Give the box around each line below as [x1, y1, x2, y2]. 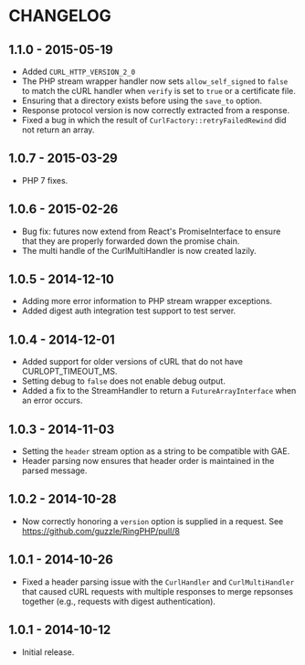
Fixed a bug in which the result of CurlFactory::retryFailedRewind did [21, 115, 287, 125]
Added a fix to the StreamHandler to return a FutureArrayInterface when [21, 385, 297, 396]
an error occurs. [21, 395, 83, 406]
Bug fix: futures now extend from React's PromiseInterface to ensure [21, 226, 281, 237]
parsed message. [21, 465, 88, 476]
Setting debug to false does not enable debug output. [21, 375, 226, 386]
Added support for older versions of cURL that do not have [21, 356, 244, 367]
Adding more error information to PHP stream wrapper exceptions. [21, 296, 273, 307]
